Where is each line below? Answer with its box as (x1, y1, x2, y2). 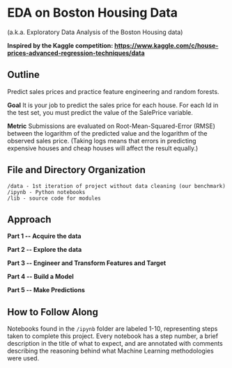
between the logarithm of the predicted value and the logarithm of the (7, 129, 208, 137)
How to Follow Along (7, 306, 99, 318)
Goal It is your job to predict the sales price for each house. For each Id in (7, 101, 219, 109)
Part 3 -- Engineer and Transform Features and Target (7, 259, 167, 267)
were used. (7, 354, 40, 362)
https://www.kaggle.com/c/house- (114, 41, 219, 49)
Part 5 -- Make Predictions (7, 286, 86, 294)
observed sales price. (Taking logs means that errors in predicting (7, 136, 196, 145)
